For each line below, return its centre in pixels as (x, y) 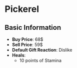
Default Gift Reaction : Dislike (42, 50)
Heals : (19, 55)
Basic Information (33, 28)
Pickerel (22, 9)
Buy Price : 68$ (27, 39)
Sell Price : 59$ (27, 45)
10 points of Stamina (40, 60)
